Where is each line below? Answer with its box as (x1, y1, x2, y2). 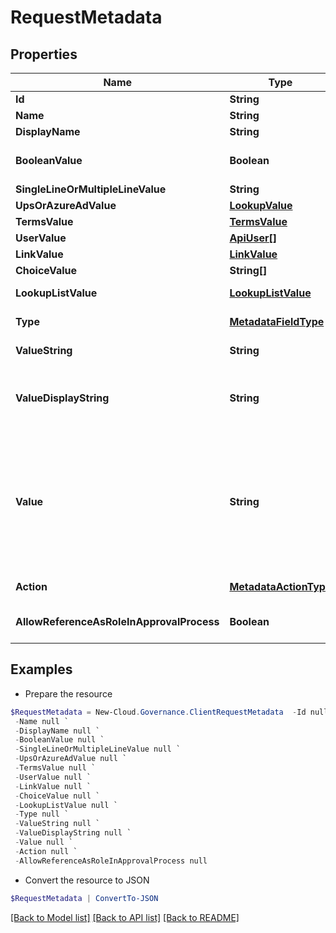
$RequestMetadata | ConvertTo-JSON (10, 893, 159, 903)
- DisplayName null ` (14, 726, 101, 736)
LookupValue (229, 199, 293, 212)
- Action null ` (14, 846, 78, 856)
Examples (10, 661, 73, 678)
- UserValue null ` (14, 772, 92, 782)
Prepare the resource (24, 687, 113, 700)
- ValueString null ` (14, 819, 101, 829)
